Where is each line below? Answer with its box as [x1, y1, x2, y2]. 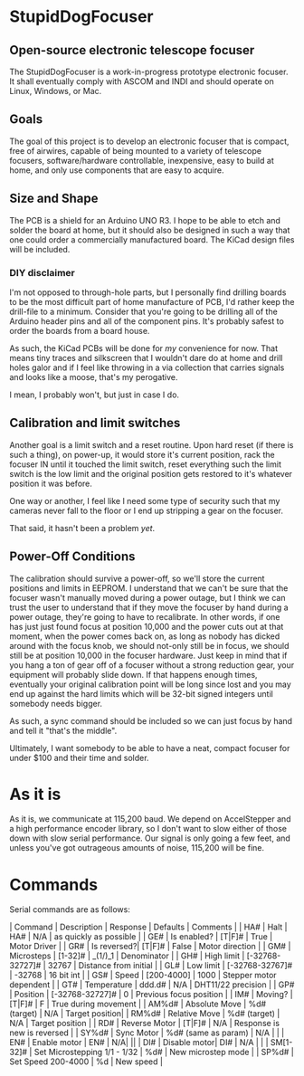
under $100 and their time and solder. [9, 752, 149, 763]
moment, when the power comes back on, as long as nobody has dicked [9, 631, 280, 642]
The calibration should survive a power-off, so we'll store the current [9, 573, 265, 584]
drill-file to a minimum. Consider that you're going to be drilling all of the [9, 306, 278, 317]
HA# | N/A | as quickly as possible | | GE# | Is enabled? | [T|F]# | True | [9, 931, 273, 942]
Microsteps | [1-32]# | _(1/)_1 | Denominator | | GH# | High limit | [9, 950, 245, 961]
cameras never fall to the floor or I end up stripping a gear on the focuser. [9, 505, 283, 516]
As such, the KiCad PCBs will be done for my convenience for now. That [9, 342, 279, 354]
